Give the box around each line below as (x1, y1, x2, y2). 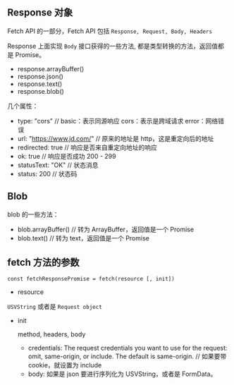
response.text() (17, 80, 63, 88)
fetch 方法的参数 (7, 257, 80, 269)
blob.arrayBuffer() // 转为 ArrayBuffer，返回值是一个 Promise (17, 225, 195, 233)
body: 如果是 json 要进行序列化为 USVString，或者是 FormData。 (27, 369, 217, 379)
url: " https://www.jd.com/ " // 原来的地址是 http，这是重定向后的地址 (17, 134, 214, 142)
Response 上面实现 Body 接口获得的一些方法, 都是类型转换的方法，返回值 (7, 42, 218, 50)
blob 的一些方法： (7, 210, 59, 219)
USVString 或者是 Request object (7, 302, 102, 311)
